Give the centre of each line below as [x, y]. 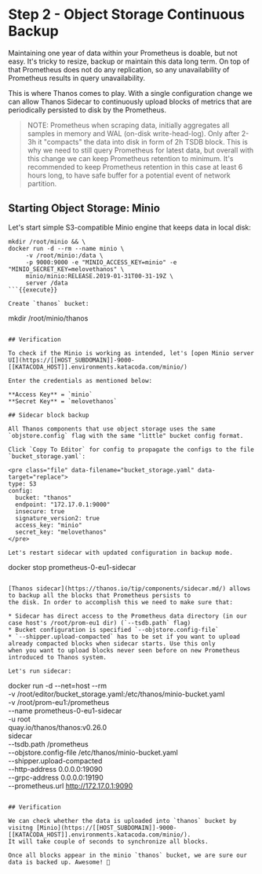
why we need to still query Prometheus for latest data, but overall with [140, 150]
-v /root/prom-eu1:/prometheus [59, 702]
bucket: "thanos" [44, 498]
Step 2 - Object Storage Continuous [127, 15]
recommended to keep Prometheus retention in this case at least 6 [135, 167]
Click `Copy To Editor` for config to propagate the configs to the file [131, 450]
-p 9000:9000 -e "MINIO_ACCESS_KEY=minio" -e [101, 262]
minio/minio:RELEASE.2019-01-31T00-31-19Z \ [100, 276]
